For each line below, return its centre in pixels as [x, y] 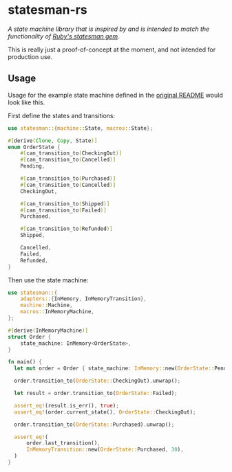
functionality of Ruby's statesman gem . [64, 36]
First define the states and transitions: [62, 115]
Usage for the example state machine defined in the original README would [115, 95]
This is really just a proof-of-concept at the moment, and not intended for [112, 49]
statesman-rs [48, 10]
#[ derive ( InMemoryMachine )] [48, 330]
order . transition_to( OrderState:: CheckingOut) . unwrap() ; [97, 381]
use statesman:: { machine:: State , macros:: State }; [81, 128]
